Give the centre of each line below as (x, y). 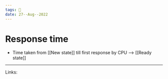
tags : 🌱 (13, 10)
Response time (37, 39)
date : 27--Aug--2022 (27, 14)
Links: (11, 72)
